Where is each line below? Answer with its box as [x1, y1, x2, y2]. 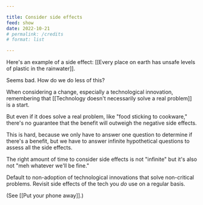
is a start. [6, 101, 30, 109]
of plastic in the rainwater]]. [6, 65, 76, 73]
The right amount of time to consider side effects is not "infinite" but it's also [6, 155, 198, 163]
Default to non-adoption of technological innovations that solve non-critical [6, 174, 195, 181]
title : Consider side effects [6, 14, 83, 20]
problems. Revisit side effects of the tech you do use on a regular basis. [6, 180, 185, 187]
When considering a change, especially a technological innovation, [6, 88, 174, 96]
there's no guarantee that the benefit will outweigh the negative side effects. [6, 119, 197, 127]
